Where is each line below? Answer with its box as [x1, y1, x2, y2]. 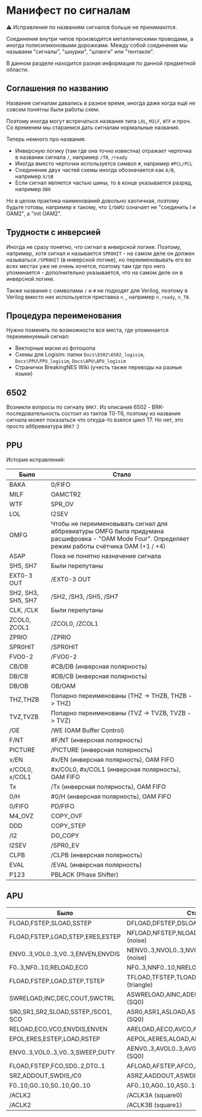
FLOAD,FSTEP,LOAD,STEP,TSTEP [9, 976, 105, 985]
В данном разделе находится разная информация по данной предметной [6, 60, 196, 67]
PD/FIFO [50, 802, 75, 810]
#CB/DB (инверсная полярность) [50, 663, 148, 670]
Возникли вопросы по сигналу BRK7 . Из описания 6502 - [6, 403, 151, 411]
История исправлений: [6, 456, 65, 463]
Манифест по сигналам [6, 4, 131, 17]
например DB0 [14, 185, 51, 192]
